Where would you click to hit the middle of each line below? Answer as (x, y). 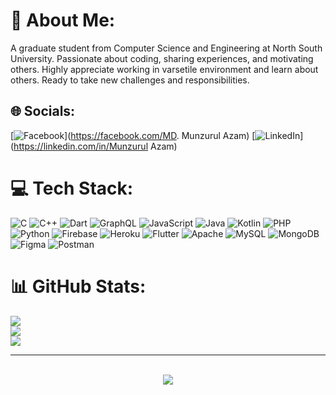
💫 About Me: (63, 20)
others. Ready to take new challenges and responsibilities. (130, 80)
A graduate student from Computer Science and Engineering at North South (166, 48)
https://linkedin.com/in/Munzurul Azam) (95, 146)
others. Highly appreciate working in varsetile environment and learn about (164, 69)
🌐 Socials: (43, 111)
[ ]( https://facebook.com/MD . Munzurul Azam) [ (133, 135)
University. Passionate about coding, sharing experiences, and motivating (162, 58)
